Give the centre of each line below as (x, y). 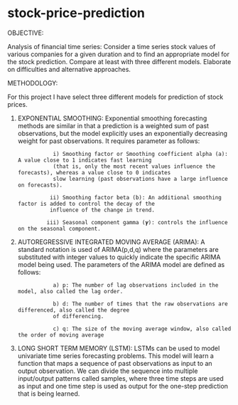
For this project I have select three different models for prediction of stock (115, 97)
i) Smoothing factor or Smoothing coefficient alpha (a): (141, 154)
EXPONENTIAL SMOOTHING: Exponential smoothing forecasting (112, 118)
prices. (17, 104)
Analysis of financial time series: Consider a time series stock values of (112, 46)
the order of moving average (61, 335)
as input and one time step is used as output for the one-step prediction (123, 386)
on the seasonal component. (59, 228)
